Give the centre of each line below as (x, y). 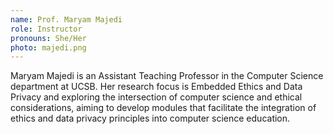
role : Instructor (46, 29)
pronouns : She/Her (48, 38)
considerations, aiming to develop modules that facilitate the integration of (163, 108)
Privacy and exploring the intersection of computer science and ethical (156, 97)
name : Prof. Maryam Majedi (66, 19)
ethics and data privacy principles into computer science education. (150, 118)
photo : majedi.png (48, 47)
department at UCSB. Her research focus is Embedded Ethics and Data (156, 87)
